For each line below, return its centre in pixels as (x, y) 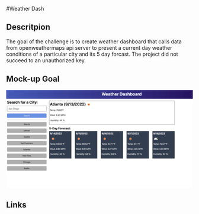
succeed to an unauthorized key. (46, 60)
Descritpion (28, 27)
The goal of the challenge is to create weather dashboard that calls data (94, 41)
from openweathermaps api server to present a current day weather (89, 47)
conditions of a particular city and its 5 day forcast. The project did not (92, 54)
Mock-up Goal (33, 79)
